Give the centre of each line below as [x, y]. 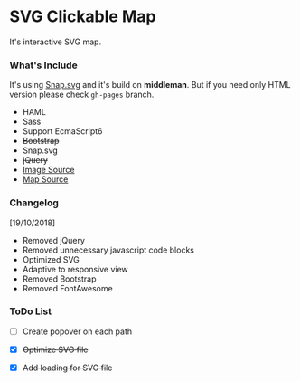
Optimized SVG [51, 259]
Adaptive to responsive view [75, 269]
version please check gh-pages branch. [82, 95]
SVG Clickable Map [83, 17]
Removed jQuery [54, 240]
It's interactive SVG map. [56, 42]
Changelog [34, 203]
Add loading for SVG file [67, 368]
